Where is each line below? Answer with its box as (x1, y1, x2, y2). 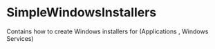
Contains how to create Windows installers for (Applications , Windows (6, 27, 209, 35)
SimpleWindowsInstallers (6, 5, 157, 20)
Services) (6, 34, 34, 42)
